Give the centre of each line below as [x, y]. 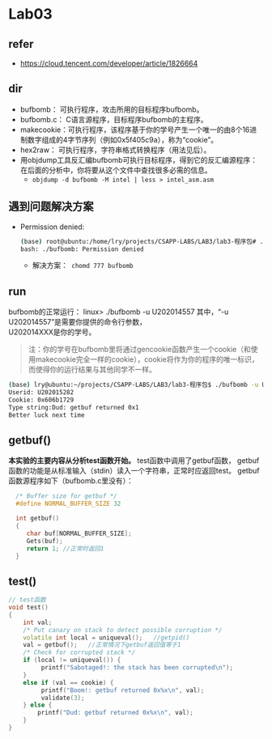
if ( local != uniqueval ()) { [72, 660]
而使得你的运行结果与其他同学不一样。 [92, 370]
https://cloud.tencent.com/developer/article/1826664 [109, 63]
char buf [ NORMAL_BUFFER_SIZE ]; [79, 533]
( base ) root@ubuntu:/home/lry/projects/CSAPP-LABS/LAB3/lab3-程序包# [138, 241]
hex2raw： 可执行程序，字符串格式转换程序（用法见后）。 [115, 150]
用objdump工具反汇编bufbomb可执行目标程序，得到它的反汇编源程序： [138, 159]
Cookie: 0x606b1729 [41, 400]
